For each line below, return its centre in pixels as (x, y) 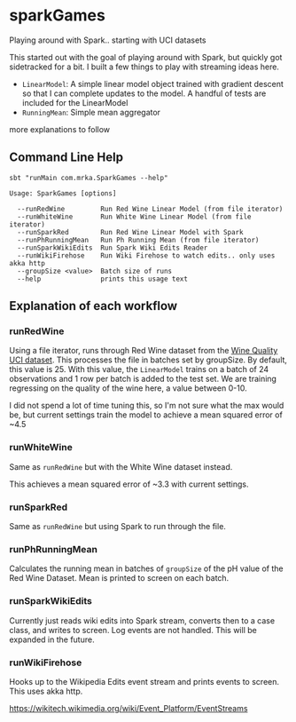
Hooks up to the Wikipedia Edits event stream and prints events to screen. (144, 681)
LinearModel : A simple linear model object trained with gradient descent (152, 83)
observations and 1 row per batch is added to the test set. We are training (143, 379)
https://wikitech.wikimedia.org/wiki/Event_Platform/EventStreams (129, 708)
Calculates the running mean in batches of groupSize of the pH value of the (146, 568)
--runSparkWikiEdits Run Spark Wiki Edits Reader (113, 248)
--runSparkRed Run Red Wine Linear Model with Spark (130, 232)
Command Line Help (66, 158)
